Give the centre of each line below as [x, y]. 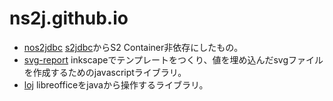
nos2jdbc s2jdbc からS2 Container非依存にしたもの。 [133, 47]
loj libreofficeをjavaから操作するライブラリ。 [116, 84]
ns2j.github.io [69, 18]
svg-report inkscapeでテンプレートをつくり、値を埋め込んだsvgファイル [173, 59]
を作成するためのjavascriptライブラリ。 [105, 72]
